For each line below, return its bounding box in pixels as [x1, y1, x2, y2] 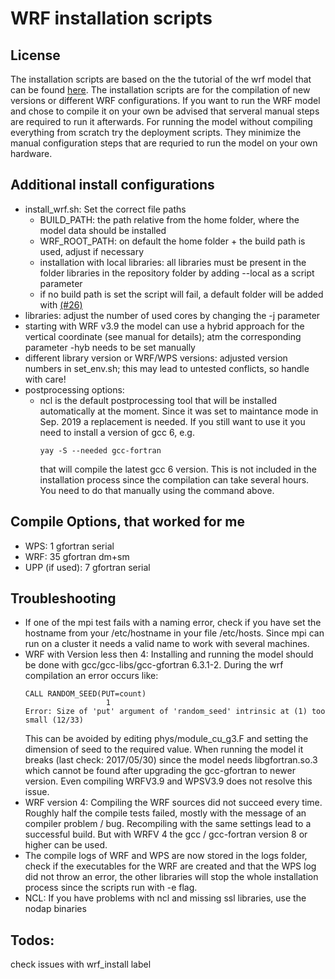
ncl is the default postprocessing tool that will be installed [39, 394, 277, 406]
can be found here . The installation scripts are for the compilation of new [10, 84, 311, 96]
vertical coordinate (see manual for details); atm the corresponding [24, 330, 302, 342]
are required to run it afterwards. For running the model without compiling [10, 116, 313, 127]
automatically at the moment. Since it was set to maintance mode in [39, 405, 319, 417]
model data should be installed [39, 224, 167, 236]
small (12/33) [24, 715, 84, 726]
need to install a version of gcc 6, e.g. [39, 426, 195, 438]
